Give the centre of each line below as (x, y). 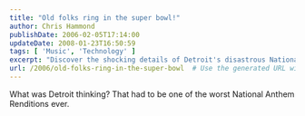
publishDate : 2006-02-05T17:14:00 (75, 34)
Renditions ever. (39, 103)
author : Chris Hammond (52, 26)
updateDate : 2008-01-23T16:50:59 (73, 43)
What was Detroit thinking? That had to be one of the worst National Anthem (152, 94)
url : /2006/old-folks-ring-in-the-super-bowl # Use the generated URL (148, 69)
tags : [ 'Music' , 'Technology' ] (73, 52)
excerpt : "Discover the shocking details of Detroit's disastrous (138, 60)
